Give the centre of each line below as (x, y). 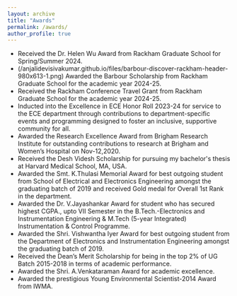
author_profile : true (39, 34)
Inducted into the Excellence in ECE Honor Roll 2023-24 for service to (119, 106)
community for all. (44, 129)
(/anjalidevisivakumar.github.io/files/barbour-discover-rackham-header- (123, 69)
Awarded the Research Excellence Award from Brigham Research (113, 136)
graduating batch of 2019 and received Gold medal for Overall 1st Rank (121, 189)
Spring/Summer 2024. (50, 61)
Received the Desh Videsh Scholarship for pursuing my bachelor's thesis (124, 159)
